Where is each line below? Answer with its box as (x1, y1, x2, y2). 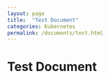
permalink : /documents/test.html (7, 29, 104, 37)
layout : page (7, 10, 45, 17)
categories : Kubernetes (7, 23, 76, 30)
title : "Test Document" (7, 17, 79, 23)
